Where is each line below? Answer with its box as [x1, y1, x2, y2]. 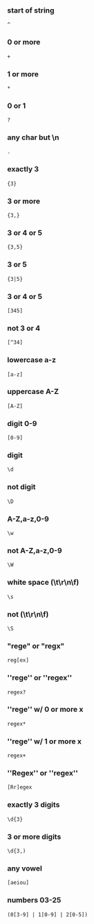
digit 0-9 [7, 418, 37, 428]
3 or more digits [7, 832, 62, 841]
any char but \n [7, 132, 59, 142]
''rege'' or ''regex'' [7, 673, 73, 683]
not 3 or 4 [7, 323, 41, 333]
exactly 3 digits [7, 800, 60, 810]
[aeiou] [7, 880, 30, 887]
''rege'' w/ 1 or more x [7, 736, 82, 746]
